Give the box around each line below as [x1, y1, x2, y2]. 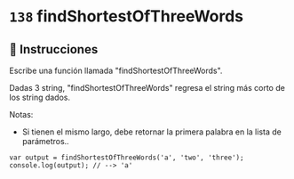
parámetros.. [21, 136, 69, 146]
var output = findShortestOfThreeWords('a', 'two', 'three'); [9, 153, 244, 162]
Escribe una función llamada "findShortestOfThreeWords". [9, 65, 223, 76]
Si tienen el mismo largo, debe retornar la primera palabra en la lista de [21, 126, 282, 137]
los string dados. [9, 92, 71, 102]
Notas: [9, 110, 34, 119]
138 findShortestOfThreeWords [9, 6, 244, 27]
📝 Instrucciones [9, 42, 99, 57]
